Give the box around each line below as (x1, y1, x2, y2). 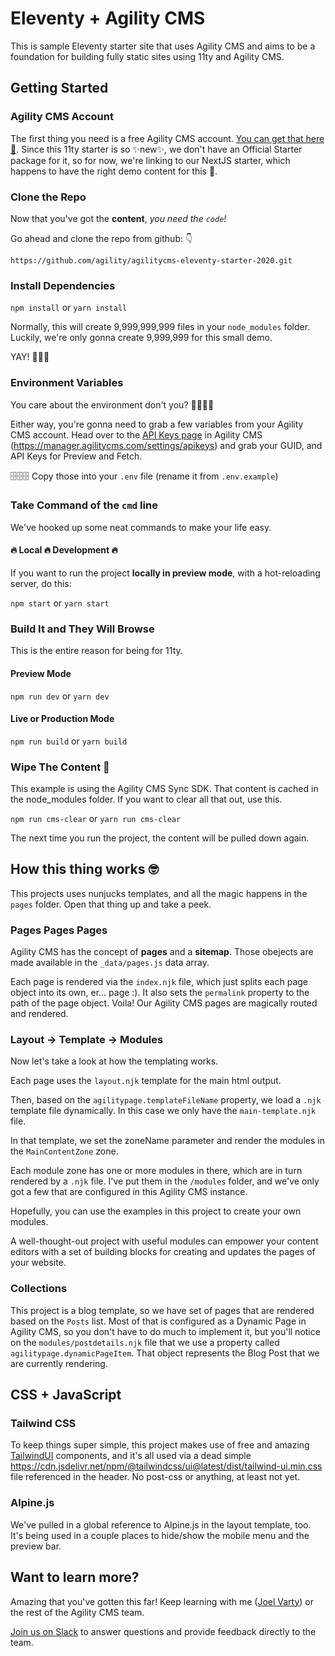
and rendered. (10, 1008, 69, 1020)
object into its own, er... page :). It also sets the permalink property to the (10, 987, 310, 999)
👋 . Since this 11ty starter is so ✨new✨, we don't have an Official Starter (10, 143, 303, 155)
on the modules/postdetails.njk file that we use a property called (10, 1336, 280, 1348)
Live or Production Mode (10, 713, 115, 725)
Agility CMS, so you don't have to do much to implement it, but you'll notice (10, 1325, 321, 1337)
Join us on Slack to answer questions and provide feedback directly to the (10, 1625, 317, 1637)
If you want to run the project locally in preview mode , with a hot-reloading (10, 567, 321, 579)
